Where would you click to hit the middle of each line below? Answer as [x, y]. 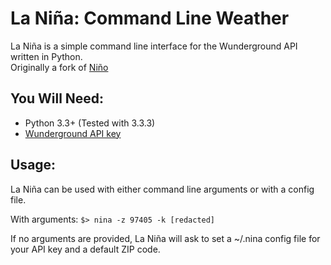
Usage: [33, 165]
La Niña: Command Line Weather [150, 18]
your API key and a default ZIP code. [85, 249]
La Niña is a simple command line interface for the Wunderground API [154, 46]
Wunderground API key [73, 133]
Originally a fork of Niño [59, 67]
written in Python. [46, 56]
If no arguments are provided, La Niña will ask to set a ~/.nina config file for [165, 238]
